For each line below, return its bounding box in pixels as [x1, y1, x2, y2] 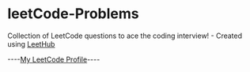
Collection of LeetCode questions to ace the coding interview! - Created [7, 31, 243, 40]
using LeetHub [7, 39, 55, 48]
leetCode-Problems [7, 5, 139, 23]
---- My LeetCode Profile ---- [7, 55, 100, 64]
